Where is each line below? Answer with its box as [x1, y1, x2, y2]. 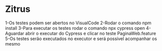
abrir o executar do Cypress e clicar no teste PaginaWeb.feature [25, 30, 156, 36]
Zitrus [5, 3, 31, 15]
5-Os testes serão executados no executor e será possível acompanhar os [5, 36, 157, 42]
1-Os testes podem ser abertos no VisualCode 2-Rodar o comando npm [5, 20, 152, 26]
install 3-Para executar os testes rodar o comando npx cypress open [5, 25, 145, 31]
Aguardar [5, 30, 25, 36]
